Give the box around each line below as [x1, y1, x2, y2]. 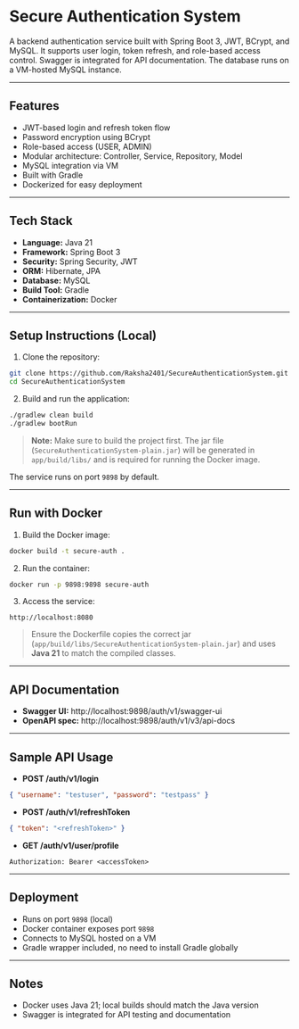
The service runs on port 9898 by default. [9, 471, 160, 482]
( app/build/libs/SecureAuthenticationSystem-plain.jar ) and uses [30, 638, 276, 649]
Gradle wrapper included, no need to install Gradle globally [21, 942, 238, 952]
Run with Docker [9, 506, 103, 521]
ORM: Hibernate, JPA [21, 265, 101, 276]
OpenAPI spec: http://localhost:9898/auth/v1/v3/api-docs [21, 716, 236, 726]
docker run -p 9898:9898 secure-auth [9, 580, 149, 589]
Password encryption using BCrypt [21, 131, 151, 142]
